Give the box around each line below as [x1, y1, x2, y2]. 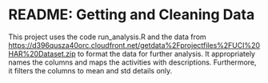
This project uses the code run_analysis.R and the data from [8, 32, 206, 41]
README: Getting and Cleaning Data [8, 6, 255, 24]
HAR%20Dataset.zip [8, 49, 76, 58]
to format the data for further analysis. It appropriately [77, 49, 256, 58]
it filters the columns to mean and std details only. [8, 65, 173, 75]
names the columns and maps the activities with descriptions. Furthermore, [8, 57, 258, 67]
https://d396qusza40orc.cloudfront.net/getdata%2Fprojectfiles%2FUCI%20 [8, 40, 261, 49]
